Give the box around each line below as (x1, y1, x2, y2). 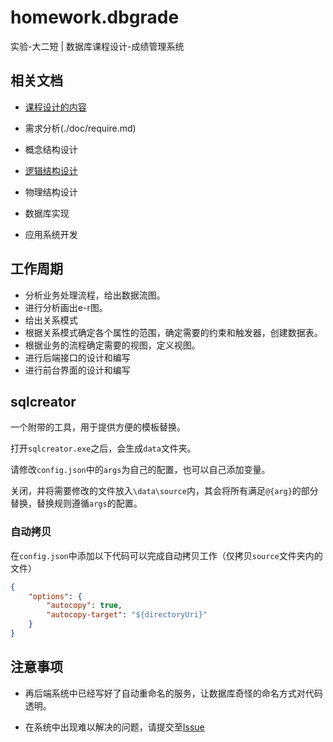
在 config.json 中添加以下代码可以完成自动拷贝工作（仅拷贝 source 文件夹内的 (10, 549, 323, 561)
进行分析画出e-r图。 (24, 301, 108, 313)
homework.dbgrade (10, 6, 180, 29)
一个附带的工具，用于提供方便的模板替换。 (10, 421, 186, 433)
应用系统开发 (24, 228, 78, 240)
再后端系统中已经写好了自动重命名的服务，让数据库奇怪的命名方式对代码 (24, 687, 323, 699)
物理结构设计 (24, 186, 78, 198)
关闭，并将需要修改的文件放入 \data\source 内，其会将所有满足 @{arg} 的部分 (10, 485, 319, 497)
